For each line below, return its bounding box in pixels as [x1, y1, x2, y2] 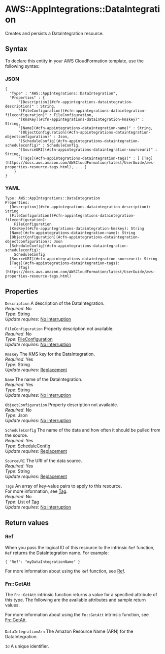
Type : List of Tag [5, 499, 39, 505]
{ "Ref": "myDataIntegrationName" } [5, 559, 80, 564]
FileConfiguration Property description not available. [5, 326, 114, 332]
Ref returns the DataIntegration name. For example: [5, 550, 109, 556]
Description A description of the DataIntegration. [5, 300, 105, 306]
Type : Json [5, 412, 28, 419]
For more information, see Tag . [5, 488, 68, 494]
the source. [5, 432, 29, 438]
